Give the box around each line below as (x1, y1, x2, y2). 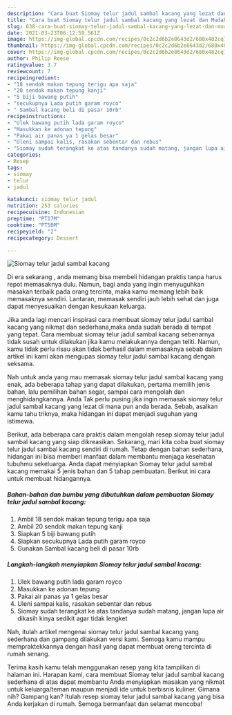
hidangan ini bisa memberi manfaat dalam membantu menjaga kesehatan (7, 452, 215, 461)
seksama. (7, 360, 35, 368)
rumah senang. (7, 650, 50, 658)
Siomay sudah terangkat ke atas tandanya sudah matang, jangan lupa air (17, 607, 224, 616)
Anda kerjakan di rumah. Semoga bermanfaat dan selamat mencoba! (7, 700, 202, 708)
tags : (7, 164, 23, 171)
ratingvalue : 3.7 (7, 61, 57, 68)
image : (7, 36, 26, 43)
